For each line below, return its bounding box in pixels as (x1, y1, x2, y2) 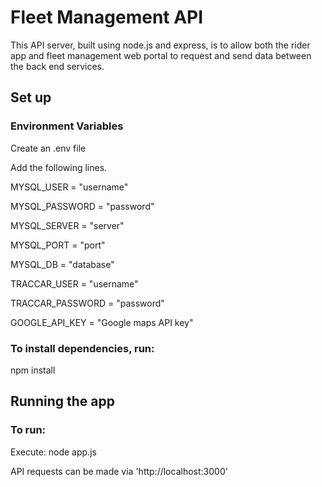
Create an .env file (10, 142, 87, 154)
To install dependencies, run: (10, 341, 155, 355)
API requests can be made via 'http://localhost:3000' (10, 465, 228, 477)
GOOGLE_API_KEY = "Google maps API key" (10, 316, 194, 328)
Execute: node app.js (10, 446, 97, 458)
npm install (10, 364, 56, 376)
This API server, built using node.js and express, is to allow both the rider (10, 39, 311, 51)
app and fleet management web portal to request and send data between (10, 49, 312, 61)
